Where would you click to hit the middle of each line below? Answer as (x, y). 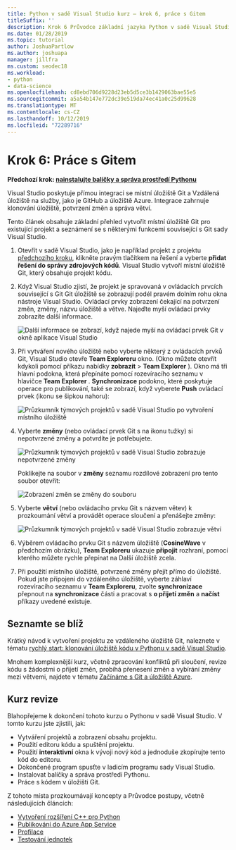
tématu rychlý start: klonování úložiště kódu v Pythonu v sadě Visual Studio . (117, 648)
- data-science (29, 86)
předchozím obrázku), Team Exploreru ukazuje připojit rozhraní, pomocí (123, 550)
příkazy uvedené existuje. (55, 602)
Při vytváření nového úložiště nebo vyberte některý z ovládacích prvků (120, 351)
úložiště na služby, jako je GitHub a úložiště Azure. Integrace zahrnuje (108, 201)
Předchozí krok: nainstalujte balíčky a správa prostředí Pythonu (102, 180)
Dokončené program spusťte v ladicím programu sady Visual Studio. (116, 767)
